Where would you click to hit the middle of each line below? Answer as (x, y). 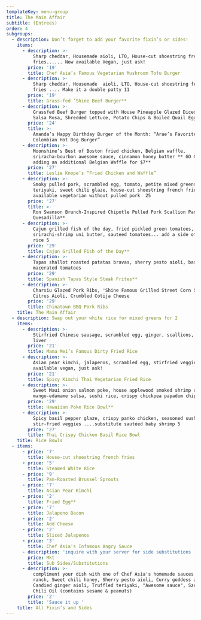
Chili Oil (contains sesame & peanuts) (83, 591)
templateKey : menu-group (37, 12)
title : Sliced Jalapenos (59, 536)
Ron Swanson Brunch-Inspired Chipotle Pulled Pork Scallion (109, 212)
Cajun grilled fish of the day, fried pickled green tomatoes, (113, 229)
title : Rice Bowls (40, 441)
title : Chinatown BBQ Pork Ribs (68, 307)
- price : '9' (38, 474)
